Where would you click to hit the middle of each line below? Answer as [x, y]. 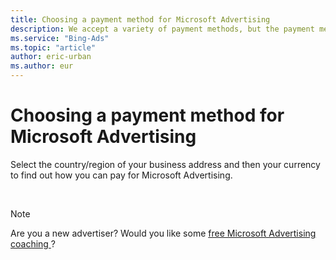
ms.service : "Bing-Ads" [60, 38]
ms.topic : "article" [53, 47]
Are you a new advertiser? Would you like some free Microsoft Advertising [163, 233]
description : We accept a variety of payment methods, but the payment [162, 29]
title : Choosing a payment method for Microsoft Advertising [140, 19]
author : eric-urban [51, 57]
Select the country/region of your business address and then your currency [165, 164]
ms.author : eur [42, 66]
